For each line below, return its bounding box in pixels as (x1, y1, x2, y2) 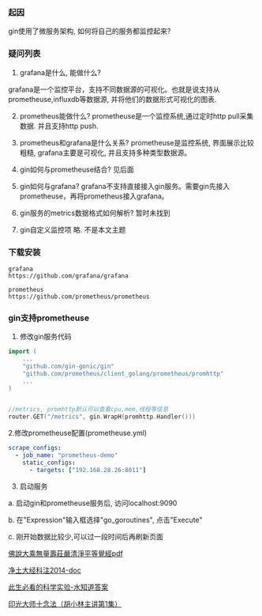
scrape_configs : (8, 444, 62, 452)
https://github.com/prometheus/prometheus (8, 293, 150, 300)
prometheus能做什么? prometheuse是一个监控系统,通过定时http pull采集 (19, 111, 254, 120)
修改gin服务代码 (19, 332, 73, 342)
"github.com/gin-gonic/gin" (22, 362, 114, 370)
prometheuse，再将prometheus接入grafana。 (19, 191, 169, 201)
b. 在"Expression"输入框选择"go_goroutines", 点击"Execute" (8, 515, 203, 524)
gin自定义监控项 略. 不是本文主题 (19, 225, 126, 234)
